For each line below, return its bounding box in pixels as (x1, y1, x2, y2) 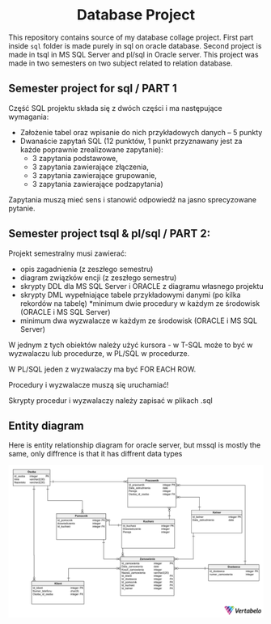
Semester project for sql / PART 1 (8, 82, 178, 96)
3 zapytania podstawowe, (32, 153, 119, 163)
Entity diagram (8, 418, 84, 432)
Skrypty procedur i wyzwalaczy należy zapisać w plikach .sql (8, 395, 213, 405)
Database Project (76, 6, 196, 24)
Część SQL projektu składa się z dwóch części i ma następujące (8, 103, 222, 112)
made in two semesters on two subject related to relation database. (8, 58, 233, 68)
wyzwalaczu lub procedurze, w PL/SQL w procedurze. (8, 348, 190, 358)
